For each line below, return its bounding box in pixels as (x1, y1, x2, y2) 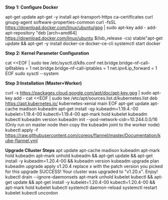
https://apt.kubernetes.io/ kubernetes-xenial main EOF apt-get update (5, 100, 149, 106)
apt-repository (5, 30, 35, 35)
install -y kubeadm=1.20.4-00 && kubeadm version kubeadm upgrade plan (5, 158, 159, 164)
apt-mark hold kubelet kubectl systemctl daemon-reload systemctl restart (5, 184, 157, 190)
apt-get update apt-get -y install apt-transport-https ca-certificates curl (5, 14, 153, 19)
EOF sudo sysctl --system (5, 70, 59, 76)
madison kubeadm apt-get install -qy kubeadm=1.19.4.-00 (19, 106, 138, 111)
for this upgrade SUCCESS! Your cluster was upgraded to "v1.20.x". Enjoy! (5, 168, 158, 174)
